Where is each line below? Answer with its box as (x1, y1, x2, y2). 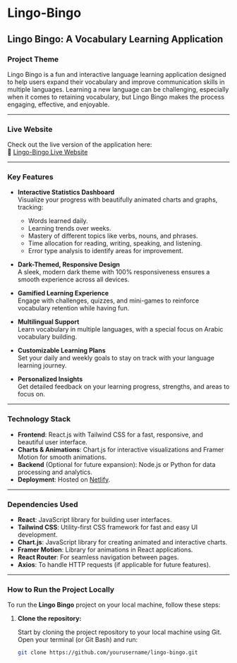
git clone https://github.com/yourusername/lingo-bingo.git (17, 649, 198, 657)
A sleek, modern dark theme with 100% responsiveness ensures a (17, 268, 210, 276)
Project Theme (7, 54, 59, 64)
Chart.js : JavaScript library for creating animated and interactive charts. (17, 538, 228, 547)
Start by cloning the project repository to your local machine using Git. (17, 628, 222, 636)
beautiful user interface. (17, 437, 88, 446)
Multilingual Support (17, 317, 80, 326)
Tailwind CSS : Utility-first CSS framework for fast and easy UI (17, 523, 198, 532)
